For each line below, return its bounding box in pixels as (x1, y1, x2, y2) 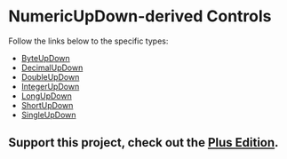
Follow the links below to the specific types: (8, 36, 169, 46)
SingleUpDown (20, 109, 76, 120)
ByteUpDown (20, 52, 70, 63)
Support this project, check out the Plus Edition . (8, 135, 279, 150)
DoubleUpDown (20, 71, 80, 82)
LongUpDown (20, 91, 72, 101)
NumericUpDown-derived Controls (8, 6, 272, 27)
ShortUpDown (20, 99, 74, 110)
